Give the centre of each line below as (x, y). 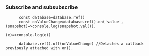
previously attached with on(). (39, 48)
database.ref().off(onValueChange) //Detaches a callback (81, 44)
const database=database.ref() (52, 18)
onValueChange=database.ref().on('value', (78, 22)
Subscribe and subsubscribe (42, 7)
